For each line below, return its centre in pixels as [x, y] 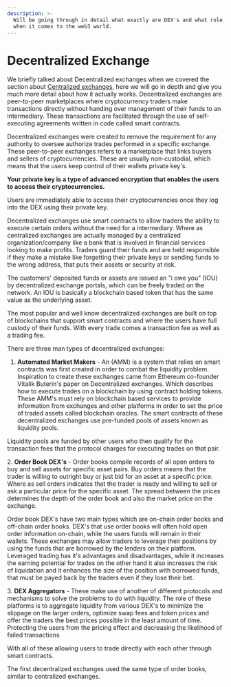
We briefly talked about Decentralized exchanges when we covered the [108, 79]
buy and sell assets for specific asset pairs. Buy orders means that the [107, 469]
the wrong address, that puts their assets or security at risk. [92, 265]
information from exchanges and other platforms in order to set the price [120, 406]
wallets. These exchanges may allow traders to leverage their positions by [112, 541]
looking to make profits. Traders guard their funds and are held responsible [113, 250]
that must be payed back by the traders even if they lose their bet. [101, 578]
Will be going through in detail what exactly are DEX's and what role [118, 20]
